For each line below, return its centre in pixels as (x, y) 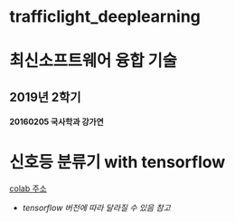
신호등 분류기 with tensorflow (117, 162)
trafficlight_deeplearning (105, 17)
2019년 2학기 (45, 97)
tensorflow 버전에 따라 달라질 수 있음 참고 (97, 208)
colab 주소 (28, 188)
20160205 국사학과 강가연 (56, 122)
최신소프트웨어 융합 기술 (94, 61)
